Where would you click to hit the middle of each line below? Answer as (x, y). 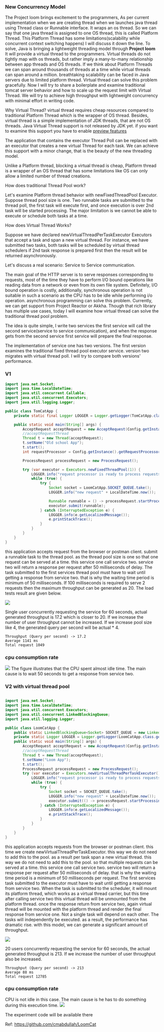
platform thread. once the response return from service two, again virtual (79, 904)
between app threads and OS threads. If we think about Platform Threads (79, 64)
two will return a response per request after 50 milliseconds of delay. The (79, 567)
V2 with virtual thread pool (37, 686)
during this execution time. (32, 1005)
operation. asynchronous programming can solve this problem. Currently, (79, 301)
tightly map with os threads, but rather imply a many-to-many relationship (79, 59)
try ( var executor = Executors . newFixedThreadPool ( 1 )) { (82, 469)
